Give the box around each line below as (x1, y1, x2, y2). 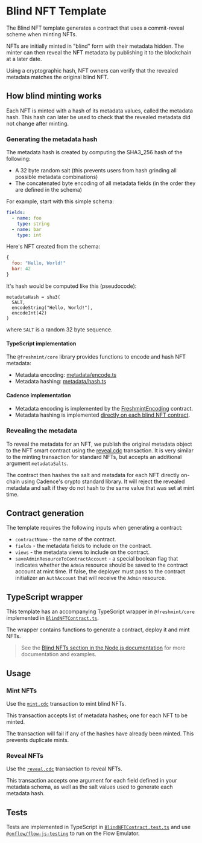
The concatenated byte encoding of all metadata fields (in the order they (14, 180, 196, 187)
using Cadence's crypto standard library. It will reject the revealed (21, 478, 185, 485)
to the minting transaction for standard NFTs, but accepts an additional (6, 453, 182, 460)
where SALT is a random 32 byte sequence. (6, 325, 113, 333)
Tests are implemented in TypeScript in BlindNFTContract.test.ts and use (6, 824, 191, 831)
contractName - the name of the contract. (14, 536, 116, 543)
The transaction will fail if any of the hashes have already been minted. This (6, 730, 194, 737)
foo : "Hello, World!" (11, 260, 66, 267)
